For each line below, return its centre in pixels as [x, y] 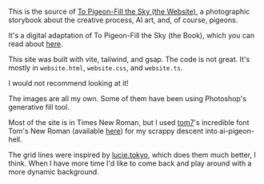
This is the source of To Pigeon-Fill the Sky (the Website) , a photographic [129, 12]
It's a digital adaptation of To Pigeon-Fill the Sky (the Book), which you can [131, 35]
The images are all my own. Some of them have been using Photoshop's [127, 98]
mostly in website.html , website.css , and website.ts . [96, 68]
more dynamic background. [54, 172]
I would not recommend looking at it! [69, 83]
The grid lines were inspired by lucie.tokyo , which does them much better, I [132, 155]
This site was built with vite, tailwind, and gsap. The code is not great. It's [129, 59]
